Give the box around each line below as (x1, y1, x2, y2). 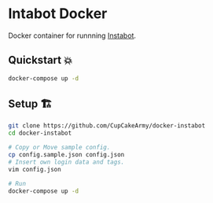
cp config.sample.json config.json (8, 151, 125, 159)
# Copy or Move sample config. (8, 143, 111, 152)
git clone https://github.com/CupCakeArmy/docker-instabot (8, 122, 206, 130)
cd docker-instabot (8, 129, 72, 138)
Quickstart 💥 (8, 54, 73, 67)
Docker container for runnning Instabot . (8, 31, 136, 40)
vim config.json (8, 165, 61, 173)
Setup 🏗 (8, 98, 53, 111)
